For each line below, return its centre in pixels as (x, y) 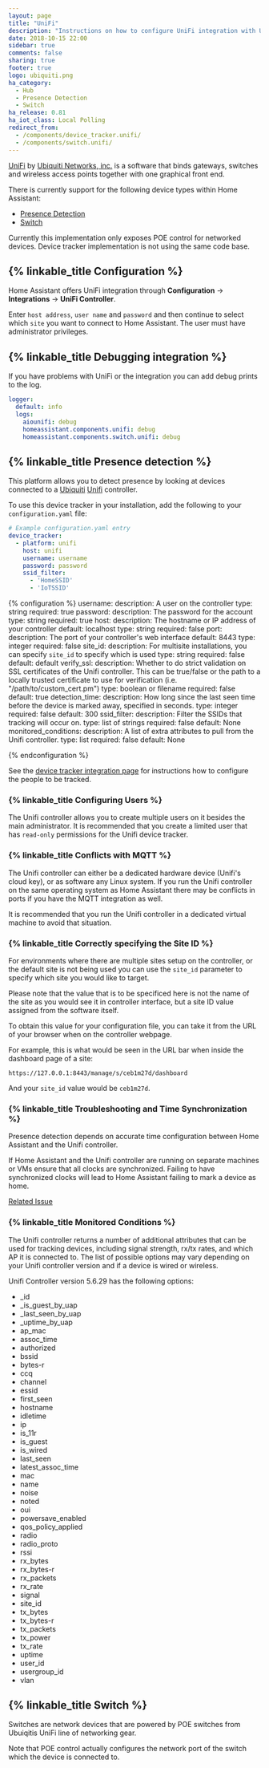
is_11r (28, 1433)
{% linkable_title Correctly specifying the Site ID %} (111, 943)
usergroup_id (42, 1671)
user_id (32, 1663)
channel (33, 1381)
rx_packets (38, 1578)
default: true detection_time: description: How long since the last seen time (132, 697)
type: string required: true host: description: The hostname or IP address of (132, 620)
